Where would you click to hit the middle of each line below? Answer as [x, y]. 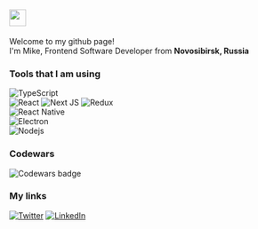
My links [28, 196]
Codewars [32, 154]
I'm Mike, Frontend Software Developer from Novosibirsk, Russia [129, 51]
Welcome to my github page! [62, 41]
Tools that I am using [55, 74]
